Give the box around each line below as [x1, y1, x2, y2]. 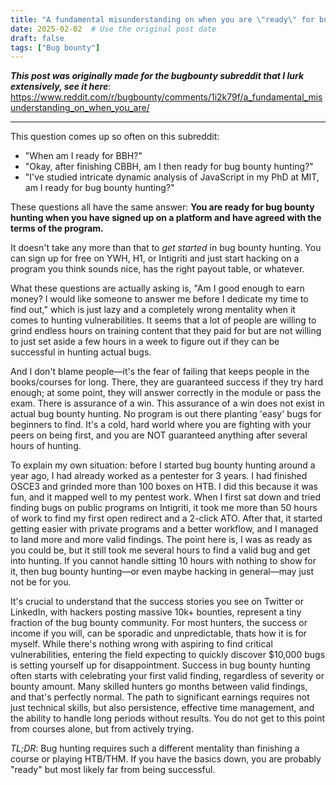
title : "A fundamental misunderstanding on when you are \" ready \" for [10, 14, 315, 25]
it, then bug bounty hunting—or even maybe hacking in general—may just [10, 566, 315, 578]
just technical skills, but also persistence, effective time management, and [10, 702, 315, 714]
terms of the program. [10, 222, 104, 235]
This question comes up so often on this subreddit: [10, 131, 220, 143]
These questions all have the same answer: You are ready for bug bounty [10, 201, 315, 213]
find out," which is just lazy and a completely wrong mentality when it [10, 304, 296, 316]
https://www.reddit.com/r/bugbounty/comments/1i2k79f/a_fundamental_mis [10, 91, 323, 103]
